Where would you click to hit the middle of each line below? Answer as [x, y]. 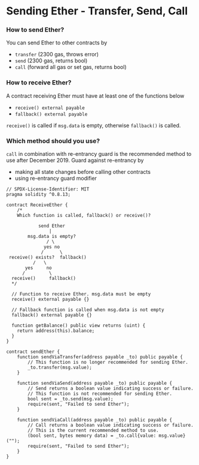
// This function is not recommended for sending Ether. [100, 394]
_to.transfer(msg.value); [60, 368]
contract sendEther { [33, 352]
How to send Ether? [35, 30]
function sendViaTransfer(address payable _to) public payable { [100, 357]
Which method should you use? [53, 141]
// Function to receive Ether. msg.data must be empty [81, 294]
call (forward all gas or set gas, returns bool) [71, 67]
